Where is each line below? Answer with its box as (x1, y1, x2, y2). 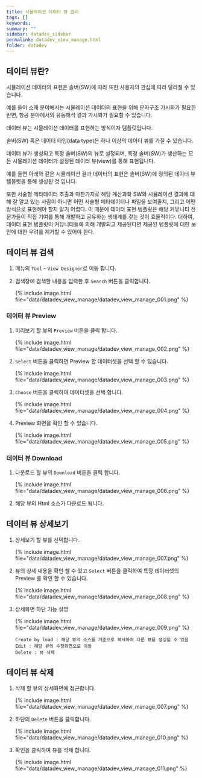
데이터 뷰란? (6, 66, 49, 77)
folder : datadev (6, 43, 47, 49)
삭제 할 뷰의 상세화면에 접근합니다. (14, 685, 96, 692)
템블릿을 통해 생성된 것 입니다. (6, 177, 77, 184)
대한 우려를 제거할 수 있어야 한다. (17, 228, 95, 235)
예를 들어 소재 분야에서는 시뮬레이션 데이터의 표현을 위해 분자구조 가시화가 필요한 (6, 104, 197, 111)
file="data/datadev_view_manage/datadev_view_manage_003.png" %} (14, 376, 190, 383)
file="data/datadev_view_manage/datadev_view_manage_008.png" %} (14, 593, 190, 600)
